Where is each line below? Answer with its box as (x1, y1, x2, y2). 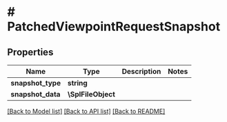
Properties (7, 46, 54, 58)
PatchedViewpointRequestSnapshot (7, 19, 221, 34)
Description (121, 67, 161, 76)
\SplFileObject (67, 90, 115, 99)
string (67, 79, 88, 88)
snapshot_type (10, 79, 61, 88)
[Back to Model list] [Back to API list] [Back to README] (7, 108, 166, 115)
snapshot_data (10, 90, 61, 99)
